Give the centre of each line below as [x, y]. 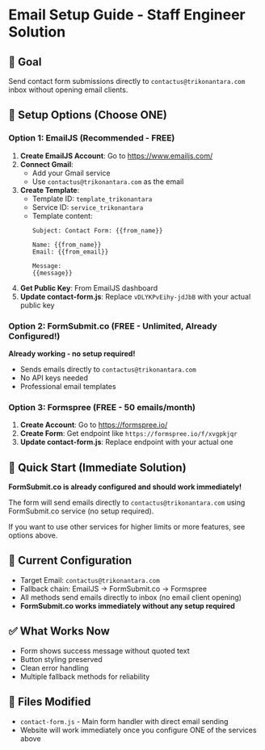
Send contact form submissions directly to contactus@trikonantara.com [127, 81]
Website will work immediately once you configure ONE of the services [138, 730]
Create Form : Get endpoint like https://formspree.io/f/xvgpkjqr [129, 434]
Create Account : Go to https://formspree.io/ [94, 425]
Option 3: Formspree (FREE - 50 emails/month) [102, 407]
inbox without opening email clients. [68, 90]
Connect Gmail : [47, 164]
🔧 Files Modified [50, 702]
